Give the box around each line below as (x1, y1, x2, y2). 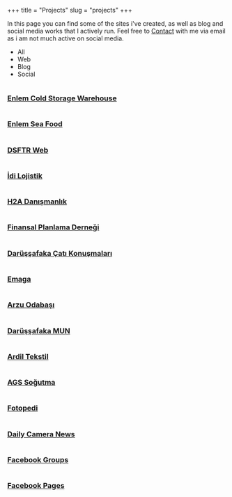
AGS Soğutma (7, 378, 56, 388)
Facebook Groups (7, 455, 69, 465)
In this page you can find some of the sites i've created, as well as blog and (7, 20, 224, 27)
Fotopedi (7, 404, 38, 413)
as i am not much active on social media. (7, 34, 124, 43)
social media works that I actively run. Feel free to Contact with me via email (7, 27, 226, 35)
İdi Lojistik (7, 171, 43, 181)
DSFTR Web (7, 145, 49, 155)
